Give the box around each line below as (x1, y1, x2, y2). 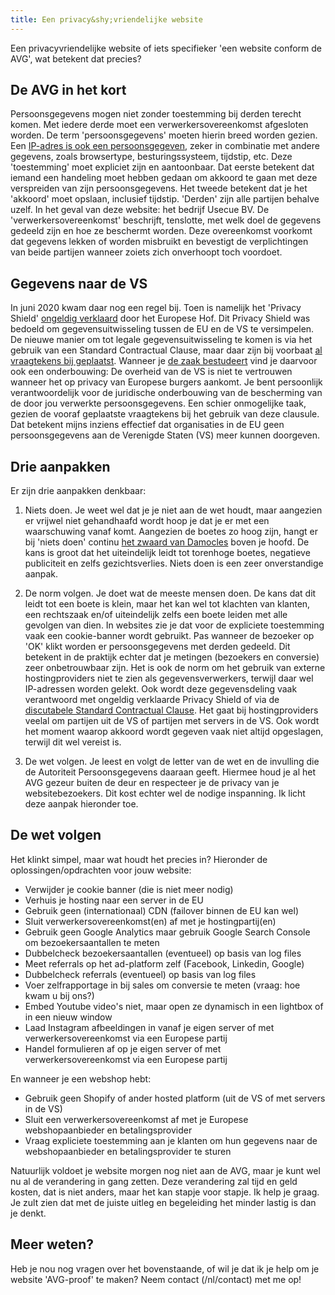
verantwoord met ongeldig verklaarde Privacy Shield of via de (24, 694, 280, 706)
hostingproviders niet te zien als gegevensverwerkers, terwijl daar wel (24, 672, 314, 685)
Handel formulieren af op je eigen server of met (24, 1042, 222, 1055)
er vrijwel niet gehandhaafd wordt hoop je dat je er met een (24, 515, 270, 527)
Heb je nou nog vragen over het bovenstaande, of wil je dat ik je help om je (10, 1262, 320, 1275)
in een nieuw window (24, 1011, 113, 1023)
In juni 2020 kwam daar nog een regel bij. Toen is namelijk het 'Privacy (10, 302, 302, 314)
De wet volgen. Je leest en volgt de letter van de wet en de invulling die (24, 756, 320, 768)
